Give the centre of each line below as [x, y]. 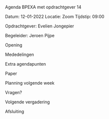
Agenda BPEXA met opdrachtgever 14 [43, 7]
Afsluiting [15, 111]
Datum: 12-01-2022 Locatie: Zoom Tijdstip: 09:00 [55, 16]
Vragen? [13, 92]
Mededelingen [20, 54]
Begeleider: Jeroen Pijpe [30, 36]
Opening [14, 45]
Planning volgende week [30, 83]
